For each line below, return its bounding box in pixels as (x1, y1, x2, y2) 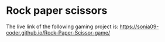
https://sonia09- (119, 23, 159, 30)
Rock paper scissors (6, 4, 108, 17)
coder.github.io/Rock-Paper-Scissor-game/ (6, 29, 111, 36)
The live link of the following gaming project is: (6, 23, 119, 30)
